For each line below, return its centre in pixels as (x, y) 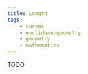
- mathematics (40, 45)
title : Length (27, 13)
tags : (15, 20)
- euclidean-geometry (50, 33)
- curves (32, 26)
